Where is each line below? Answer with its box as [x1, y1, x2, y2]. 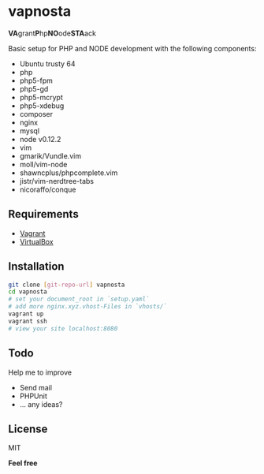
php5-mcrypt [19, 92, 63, 102]
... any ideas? [19, 399, 63, 409]
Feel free [8, 458, 38, 468]
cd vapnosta [8, 288, 47, 296]
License [8, 422, 48, 435]
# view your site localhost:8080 [8, 324, 118, 333]
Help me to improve [8, 368, 73, 377]
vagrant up [8, 310, 44, 318]
